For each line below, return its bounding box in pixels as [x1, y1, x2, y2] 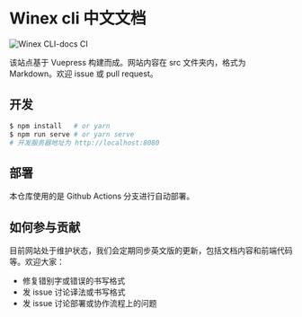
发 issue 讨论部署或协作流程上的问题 [22, 298, 157, 308]
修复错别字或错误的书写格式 [22, 276, 126, 286]
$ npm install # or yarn [9, 121, 111, 130]
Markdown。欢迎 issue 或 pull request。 [9, 68, 158, 79]
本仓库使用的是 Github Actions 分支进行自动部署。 [9, 190, 195, 202]
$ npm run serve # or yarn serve [9, 129, 135, 139]
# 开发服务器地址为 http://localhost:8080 [9, 138, 160, 147]
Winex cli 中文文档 [9, 8, 147, 29]
